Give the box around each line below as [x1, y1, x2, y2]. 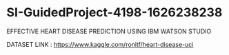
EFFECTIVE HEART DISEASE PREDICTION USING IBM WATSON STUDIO [6, 27, 212, 35]
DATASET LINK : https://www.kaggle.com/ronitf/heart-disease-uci [6, 40, 194, 48]
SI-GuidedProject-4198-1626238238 [6, 5, 223, 20]
